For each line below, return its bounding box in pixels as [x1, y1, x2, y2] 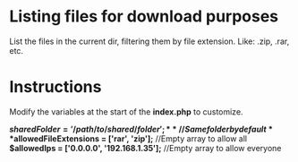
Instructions [9, 77, 102, 98]
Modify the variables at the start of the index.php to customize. [9, 106, 243, 117]
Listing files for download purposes [9, 6, 279, 27]
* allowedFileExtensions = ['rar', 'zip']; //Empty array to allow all [9, 132, 248, 144]
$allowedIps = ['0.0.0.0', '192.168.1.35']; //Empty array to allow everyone [9, 142, 282, 153]
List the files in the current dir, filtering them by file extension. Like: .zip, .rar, [9, 36, 290, 47]
